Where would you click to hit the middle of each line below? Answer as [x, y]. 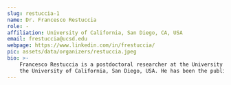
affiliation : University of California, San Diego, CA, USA [95, 33]
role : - [18, 26]
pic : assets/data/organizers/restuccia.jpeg [72, 52]
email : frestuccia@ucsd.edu [47, 39]
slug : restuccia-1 [33, 13]
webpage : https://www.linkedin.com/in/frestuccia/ [81, 45]
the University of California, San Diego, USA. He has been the [113, 71]
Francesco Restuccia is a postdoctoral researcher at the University [121, 64]
